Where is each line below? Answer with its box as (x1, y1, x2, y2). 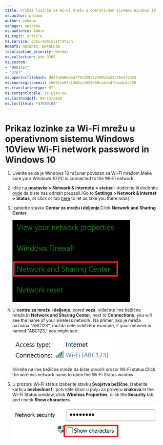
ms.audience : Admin (5, 28, 45, 34)
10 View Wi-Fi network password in (5, 144, 150, 155)
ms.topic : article (5, 34, 42, 39)
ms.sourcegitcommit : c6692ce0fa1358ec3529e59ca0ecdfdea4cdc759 (5, 80, 137, 85)
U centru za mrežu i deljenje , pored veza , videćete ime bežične (12, 307, 141, 313)
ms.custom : (5, 59, 27, 65)
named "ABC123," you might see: (12, 328, 79, 334)
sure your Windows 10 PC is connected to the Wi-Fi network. (12, 176, 135, 182)
